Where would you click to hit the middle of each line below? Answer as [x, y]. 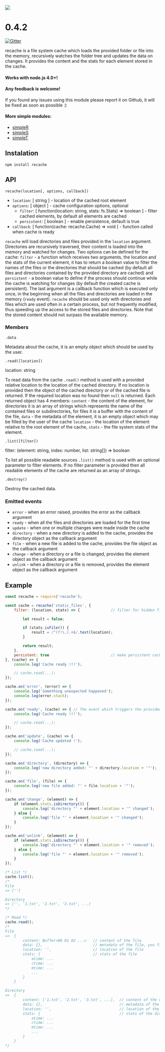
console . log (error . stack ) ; [41, 696]
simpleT [20, 138]
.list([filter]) [22, 441]
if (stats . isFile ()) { [46, 628]
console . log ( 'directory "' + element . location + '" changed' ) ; [89, 808]
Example [19, 585]
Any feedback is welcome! [33, 89]
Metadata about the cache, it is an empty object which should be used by [79, 347]
